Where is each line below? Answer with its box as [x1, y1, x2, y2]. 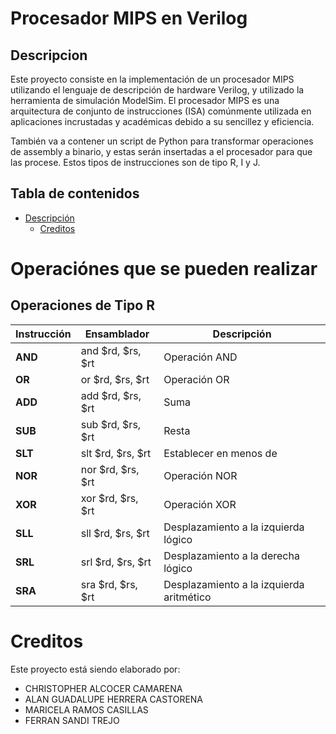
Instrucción [15, 327, 72, 341]
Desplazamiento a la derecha [163, 548, 300, 562]
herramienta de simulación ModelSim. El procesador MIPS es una [10, 95, 280, 106]
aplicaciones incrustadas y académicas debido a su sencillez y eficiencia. [10, 116, 315, 127]
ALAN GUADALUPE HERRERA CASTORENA [24, 693, 204, 705]
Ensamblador [84, 327, 150, 341]
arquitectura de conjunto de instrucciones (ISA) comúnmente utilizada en [10, 105, 312, 117]
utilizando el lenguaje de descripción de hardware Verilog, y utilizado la [10, 84, 305, 96]
